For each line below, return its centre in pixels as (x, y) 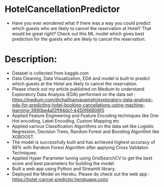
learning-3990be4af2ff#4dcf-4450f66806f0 (58, 110)
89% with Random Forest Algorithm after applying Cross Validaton (80, 147)
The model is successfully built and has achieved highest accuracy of (83, 142)
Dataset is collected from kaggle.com (50, 73)
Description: (31, 59)
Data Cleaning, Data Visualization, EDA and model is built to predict (81, 78)
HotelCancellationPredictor (62, 9)
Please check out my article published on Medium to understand (78, 89)
